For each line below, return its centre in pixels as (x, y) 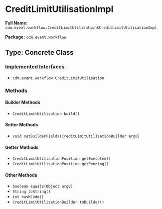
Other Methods (21, 175)
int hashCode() (28, 197)
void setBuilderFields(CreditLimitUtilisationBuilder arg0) (76, 136)
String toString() (31, 192)
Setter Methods (22, 125)
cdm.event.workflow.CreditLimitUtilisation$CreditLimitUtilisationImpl (81, 28)
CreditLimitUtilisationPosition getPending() (60, 164)
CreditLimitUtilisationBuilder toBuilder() (58, 203)
